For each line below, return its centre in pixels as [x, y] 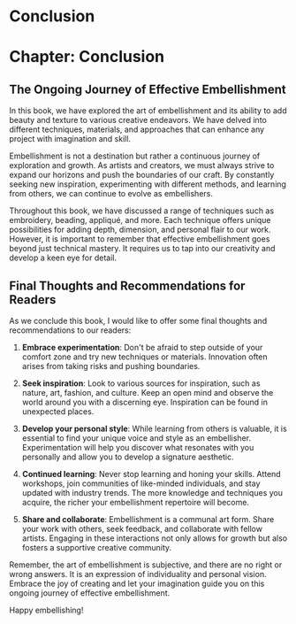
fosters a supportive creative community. [97, 547]
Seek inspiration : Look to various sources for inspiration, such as [141, 383]
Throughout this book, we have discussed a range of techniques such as [142, 211]
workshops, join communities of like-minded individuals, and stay [141, 483]
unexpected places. [58, 412]
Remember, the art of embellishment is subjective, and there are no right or [146, 565]
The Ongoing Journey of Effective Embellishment [148, 89]
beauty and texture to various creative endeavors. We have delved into [138, 120]
